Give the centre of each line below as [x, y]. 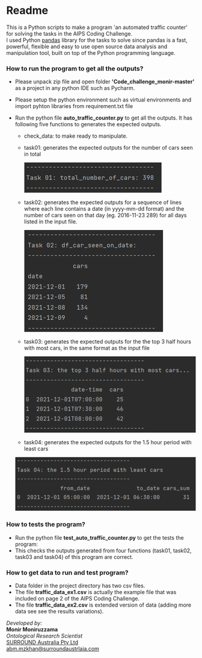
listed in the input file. [50, 222]
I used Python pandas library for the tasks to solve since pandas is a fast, [97, 40]
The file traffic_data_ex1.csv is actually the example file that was [96, 592]
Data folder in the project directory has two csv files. [80, 586]
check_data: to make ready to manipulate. [76, 136]
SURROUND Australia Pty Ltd [42, 642]
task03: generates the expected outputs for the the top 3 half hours [107, 342]
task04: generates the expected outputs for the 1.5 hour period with [108, 442]
